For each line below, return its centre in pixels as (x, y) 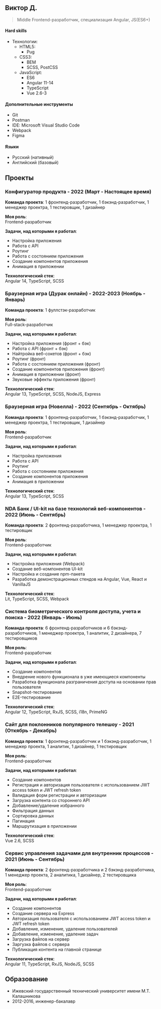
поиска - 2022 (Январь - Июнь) (44, 617)
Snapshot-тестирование (37, 692)
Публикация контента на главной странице (57, 949)
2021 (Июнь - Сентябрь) (35, 859)
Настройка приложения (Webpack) (48, 564)
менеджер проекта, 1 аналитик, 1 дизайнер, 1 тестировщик (66, 746)
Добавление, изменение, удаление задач (55, 934)
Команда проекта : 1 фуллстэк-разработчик (50, 310)
